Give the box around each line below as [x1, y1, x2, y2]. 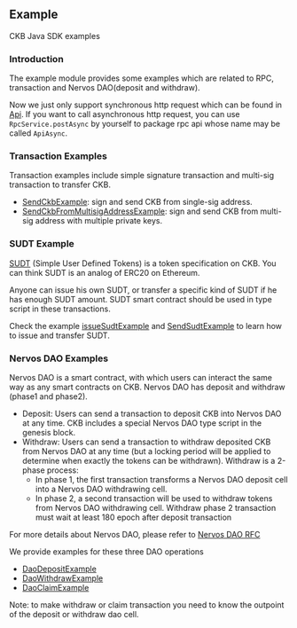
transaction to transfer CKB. [9, 179, 111, 190]
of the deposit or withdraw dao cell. [9, 609, 139, 619]
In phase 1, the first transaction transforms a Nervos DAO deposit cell [35, 475, 288, 484]
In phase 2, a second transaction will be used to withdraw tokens [35, 493, 273, 504]
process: [46, 465, 79, 475]
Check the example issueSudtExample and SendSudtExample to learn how [9, 320, 282, 331]
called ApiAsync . [9, 128, 68, 138]
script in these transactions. [9, 303, 111, 314]
